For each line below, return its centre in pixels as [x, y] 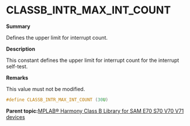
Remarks [17, 78]
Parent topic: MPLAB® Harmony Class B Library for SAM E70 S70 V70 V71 [95, 111]
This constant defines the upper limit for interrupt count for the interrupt [93, 60]
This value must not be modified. [46, 89]
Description [21, 49]
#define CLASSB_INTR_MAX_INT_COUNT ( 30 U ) [57, 100]
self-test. [17, 66]
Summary [18, 26]
